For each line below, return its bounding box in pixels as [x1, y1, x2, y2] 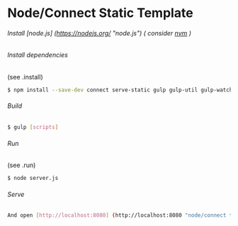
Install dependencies [7, 51, 69, 60]
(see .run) [7, 161, 36, 169]
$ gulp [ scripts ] [7, 124, 59, 131]
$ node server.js [7, 175, 59, 182]
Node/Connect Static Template [7, 5, 193, 21]
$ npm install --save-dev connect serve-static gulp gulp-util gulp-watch [7, 86, 233, 94]
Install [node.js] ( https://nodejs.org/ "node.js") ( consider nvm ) [7, 28, 192, 37]
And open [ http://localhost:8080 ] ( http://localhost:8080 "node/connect [7, 212, 227, 219]
